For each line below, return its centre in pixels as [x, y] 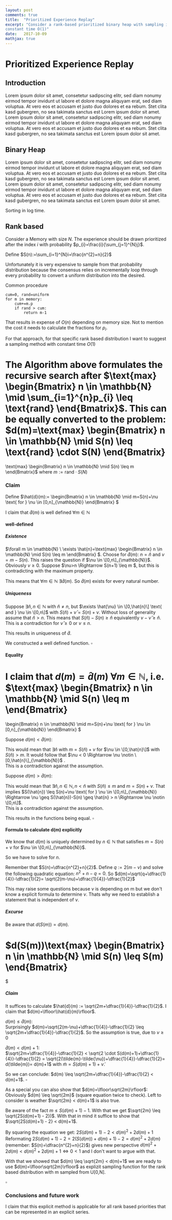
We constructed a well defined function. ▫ [49, 643]
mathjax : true [20, 39]
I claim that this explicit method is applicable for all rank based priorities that [85, 1207]
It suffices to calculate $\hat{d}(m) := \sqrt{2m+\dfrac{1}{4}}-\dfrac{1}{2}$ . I [86, 1006]
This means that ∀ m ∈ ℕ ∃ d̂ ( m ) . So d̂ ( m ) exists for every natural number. [82, 581]
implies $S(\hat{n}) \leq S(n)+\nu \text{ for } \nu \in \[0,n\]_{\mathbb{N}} [81, 791]
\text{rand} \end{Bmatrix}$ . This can [86, 409]
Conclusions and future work [42, 1195]
